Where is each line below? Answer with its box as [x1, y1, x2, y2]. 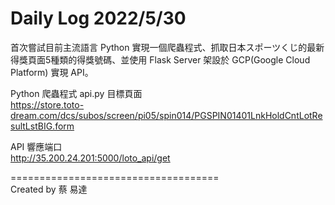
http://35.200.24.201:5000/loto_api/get [10, 152, 171, 164]
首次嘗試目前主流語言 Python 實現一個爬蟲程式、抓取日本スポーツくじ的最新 [10, 41, 325, 53]
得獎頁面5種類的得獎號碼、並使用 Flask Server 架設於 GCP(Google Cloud [10, 53, 311, 66]
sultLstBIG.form [10, 120, 75, 132]
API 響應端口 [10, 140, 63, 152]
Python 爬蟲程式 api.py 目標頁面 [10, 87, 143, 99]
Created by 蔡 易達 [10, 183, 88, 195]
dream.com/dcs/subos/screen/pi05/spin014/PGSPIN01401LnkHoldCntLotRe [10, 109, 323, 121]
